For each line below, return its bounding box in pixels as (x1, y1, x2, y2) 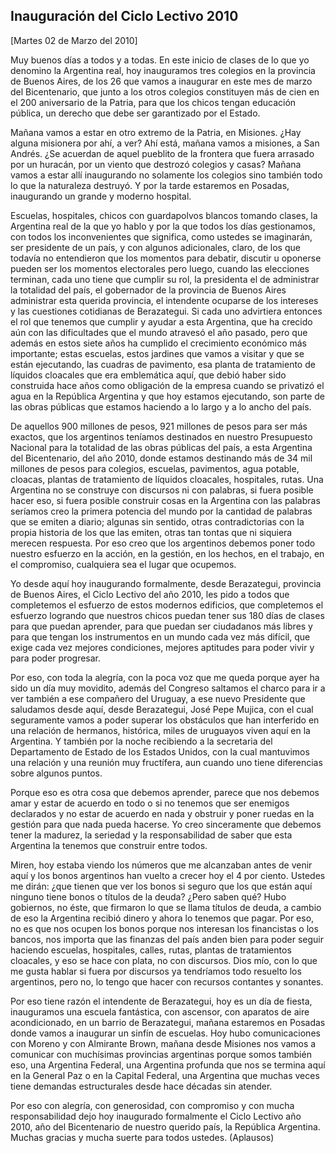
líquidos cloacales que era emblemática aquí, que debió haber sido (10, 369, 287, 381)
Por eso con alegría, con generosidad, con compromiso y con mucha (10, 1099, 295, 1111)
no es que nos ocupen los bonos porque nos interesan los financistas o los (10, 922, 319, 934)
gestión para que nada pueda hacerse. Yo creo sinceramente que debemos (10, 818, 322, 830)
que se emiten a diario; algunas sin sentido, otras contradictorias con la (10, 515, 305, 528)
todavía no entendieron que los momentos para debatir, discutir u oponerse (10, 252, 322, 264)
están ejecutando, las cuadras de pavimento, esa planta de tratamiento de (10, 358, 316, 370)
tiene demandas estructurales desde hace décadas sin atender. (10, 1080, 273, 1092)
